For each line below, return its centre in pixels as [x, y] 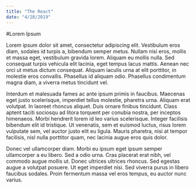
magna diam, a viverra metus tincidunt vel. [57, 82]
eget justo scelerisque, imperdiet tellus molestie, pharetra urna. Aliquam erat [98, 100]
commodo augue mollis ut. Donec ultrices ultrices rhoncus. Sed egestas [93, 161]
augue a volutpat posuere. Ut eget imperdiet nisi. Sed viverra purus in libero [97, 167]
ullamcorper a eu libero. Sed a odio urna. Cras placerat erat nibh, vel [88, 155]
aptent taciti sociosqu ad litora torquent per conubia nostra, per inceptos [94, 112]
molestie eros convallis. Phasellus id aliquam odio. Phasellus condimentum [96, 76]
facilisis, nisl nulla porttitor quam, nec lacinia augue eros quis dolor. [87, 137]
